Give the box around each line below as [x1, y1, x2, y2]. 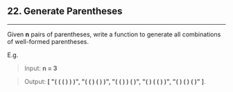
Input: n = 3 [24, 64, 58, 72]
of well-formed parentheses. [7, 37, 89, 45]
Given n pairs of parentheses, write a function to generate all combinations [7, 30, 221, 38]
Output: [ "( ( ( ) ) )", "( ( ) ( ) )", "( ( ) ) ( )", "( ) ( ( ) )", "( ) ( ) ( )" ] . [24, 77, 206, 85]
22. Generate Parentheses [7, 5, 123, 17]
